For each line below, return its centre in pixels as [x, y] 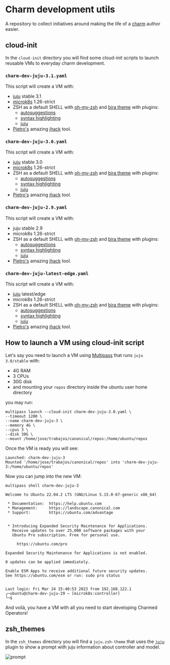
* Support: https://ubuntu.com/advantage [60, 512]
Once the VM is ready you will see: [42, 448]
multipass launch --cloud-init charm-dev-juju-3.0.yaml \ [68, 412]
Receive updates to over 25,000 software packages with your [79, 530]
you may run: [19, 402]
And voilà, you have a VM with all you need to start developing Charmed [81, 607]
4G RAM [22, 370]
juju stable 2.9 [28, 228]
